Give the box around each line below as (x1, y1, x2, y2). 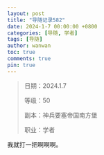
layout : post (7, 10, 45, 17)
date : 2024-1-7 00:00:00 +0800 (7, 23, 98, 30)
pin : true (7, 62, 36, 69)
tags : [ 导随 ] (7, 36, 43, 43)
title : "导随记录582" (7, 17, 66, 24)
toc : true (7, 49, 36, 56)
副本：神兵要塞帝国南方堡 (24, 111, 98, 119)
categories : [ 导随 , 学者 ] (7, 29, 78, 37)
